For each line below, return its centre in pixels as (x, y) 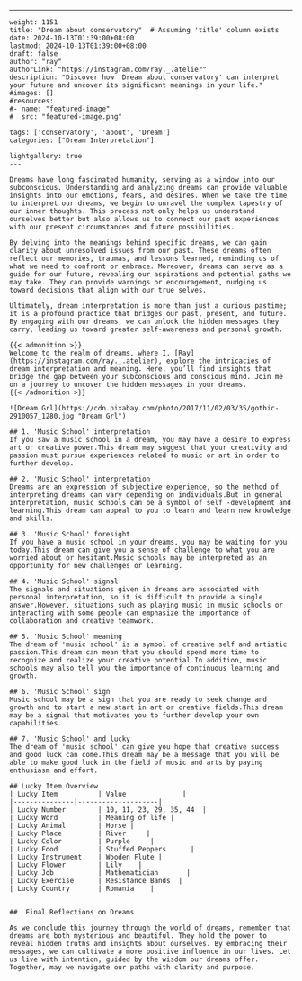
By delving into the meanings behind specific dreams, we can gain (138, 243)
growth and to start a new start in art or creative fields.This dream (146, 707)
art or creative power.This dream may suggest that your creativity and (148, 447)
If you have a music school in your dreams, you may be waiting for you (148, 542)
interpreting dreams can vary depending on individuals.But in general (146, 495)
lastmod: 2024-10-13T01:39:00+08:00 (78, 46)
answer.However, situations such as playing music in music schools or (146, 605)
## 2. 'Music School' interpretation (80, 479)
